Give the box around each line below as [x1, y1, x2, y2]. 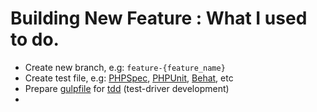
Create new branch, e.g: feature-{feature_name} [24, 61, 226, 73]
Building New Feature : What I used [10, 7, 308, 30]
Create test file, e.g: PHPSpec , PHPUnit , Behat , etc [24, 72, 234, 84]
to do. [10, 28, 60, 51]
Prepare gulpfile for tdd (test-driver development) [24, 82, 230, 94]
